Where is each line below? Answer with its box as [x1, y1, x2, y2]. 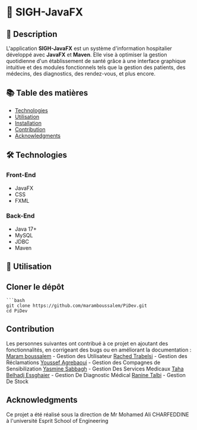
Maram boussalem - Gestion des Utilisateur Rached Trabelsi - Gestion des [6, 352, 188, 359]
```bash [6, 297, 26, 303]
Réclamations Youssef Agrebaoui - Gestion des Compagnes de [6, 359, 161, 366]
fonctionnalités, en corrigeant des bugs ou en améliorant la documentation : [6, 346, 192, 353]
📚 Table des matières [6, 88, 88, 98]
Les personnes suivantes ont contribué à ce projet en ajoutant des [6, 340, 169, 347]
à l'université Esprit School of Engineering [6, 417, 109, 424]
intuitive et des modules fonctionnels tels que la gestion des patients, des [6, 64, 186, 71]
